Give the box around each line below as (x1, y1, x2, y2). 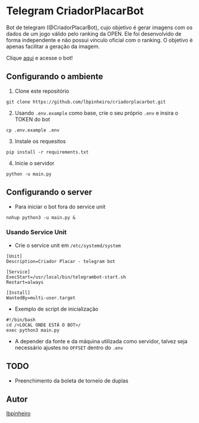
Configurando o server (6, 187, 92, 198)
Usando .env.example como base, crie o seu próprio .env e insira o (14, 109, 178, 117)
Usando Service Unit (6, 228, 67, 236)
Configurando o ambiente (6, 71, 103, 82)
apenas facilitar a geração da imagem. (6, 43, 100, 50)
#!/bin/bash (6, 317, 36, 322)
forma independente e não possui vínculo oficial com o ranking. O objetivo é (6, 36, 193, 43)
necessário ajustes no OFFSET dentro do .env (14, 344, 124, 351)
